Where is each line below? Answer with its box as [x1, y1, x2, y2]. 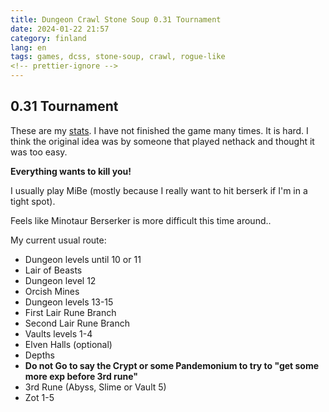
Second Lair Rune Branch [24, 317, 130, 329]
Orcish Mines [24, 285, 80, 297]
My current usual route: [10, 234, 107, 246]
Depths [24, 349, 55, 361]
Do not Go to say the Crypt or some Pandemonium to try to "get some [24, 359, 320, 371]
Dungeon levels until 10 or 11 [24, 253, 142, 265]
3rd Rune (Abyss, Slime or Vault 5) [24, 381, 167, 393]
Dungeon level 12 [24, 274, 97, 286]
